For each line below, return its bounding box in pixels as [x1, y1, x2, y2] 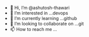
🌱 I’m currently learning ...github [10, 15, 77, 21]
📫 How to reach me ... [10, 26, 57, 32]
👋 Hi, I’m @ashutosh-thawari [10, 5, 70, 10]
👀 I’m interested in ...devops [10, 10, 68, 16]
